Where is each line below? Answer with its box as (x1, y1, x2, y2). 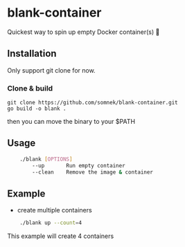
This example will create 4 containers (7, 232, 114, 240)
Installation (7, 48, 57, 60)
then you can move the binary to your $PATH (7, 118, 136, 126)
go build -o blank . (7, 105, 67, 112)
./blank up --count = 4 (19, 219, 82, 226)
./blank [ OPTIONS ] (19, 156, 73, 163)
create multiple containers (17, 206, 92, 214)
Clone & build (7, 83, 53, 93)
